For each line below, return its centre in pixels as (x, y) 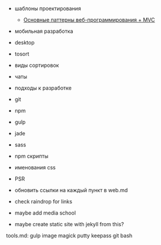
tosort (22, 54)
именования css (35, 167)
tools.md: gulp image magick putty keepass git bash (69, 236)
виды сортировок (37, 65)
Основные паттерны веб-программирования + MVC (89, 20)
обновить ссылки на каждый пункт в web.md (71, 190)
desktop (25, 42)
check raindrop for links (43, 201)
